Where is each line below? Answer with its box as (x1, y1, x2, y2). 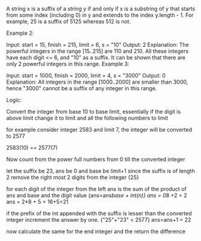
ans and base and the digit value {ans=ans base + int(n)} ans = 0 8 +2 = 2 (6, 192, 188, 199)
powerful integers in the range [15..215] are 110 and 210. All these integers (6, 47, 189, 55)
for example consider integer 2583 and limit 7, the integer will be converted (6, 126, 193, 133)
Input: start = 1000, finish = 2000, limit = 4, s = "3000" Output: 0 (6, 72, 166, 79)
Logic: (6, 96, 22, 103)
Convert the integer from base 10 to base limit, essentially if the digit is (6, 108, 181, 115)
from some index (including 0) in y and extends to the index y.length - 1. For (6, 11, 194, 19)
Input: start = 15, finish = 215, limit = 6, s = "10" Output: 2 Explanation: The (6, 41, 190, 48)
